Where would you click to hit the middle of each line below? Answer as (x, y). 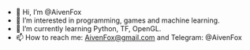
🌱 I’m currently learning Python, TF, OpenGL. (88, 29)
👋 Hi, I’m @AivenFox (49, 12)
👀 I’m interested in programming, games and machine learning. (118, 20)
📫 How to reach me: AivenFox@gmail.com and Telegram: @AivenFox (129, 37)
